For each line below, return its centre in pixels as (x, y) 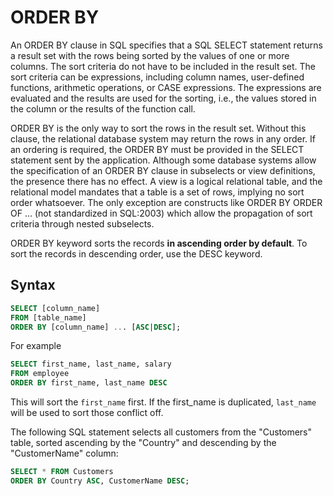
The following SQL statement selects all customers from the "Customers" (161, 432)
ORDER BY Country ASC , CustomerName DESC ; (100, 481)
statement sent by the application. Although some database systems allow (163, 160)
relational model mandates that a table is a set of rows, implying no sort (157, 192)
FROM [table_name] (48, 317)
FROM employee (40, 374)
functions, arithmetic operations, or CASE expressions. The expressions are (166, 87)
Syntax (33, 285)
